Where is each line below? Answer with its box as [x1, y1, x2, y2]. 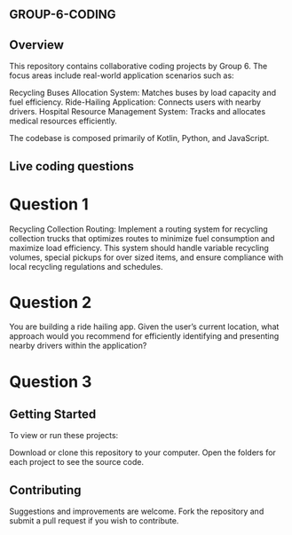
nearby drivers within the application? [9, 341, 147, 351]
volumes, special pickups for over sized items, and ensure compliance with [9, 252, 284, 263]
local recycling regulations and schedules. [9, 261, 163, 271]
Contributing [9, 483, 82, 498]
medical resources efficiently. [9, 115, 118, 127]
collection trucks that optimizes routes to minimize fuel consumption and [9, 232, 275, 243]
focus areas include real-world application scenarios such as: [9, 70, 234, 81]
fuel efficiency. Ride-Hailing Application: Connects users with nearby [9, 97, 262, 107]
